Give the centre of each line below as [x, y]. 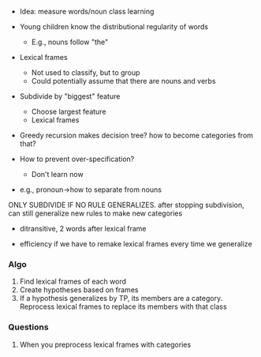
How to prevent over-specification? [77, 159]
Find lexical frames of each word [73, 282]
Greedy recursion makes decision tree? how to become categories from [136, 135]
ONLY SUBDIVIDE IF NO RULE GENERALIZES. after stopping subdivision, [126, 205]
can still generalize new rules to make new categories [95, 213]
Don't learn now [58, 174]
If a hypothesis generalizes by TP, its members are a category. [121, 299]
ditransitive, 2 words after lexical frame [83, 229]
